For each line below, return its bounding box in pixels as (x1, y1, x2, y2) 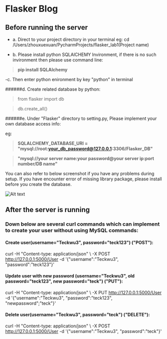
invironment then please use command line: (12, 57, 103, 63)
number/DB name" (17, 161, 58, 167)
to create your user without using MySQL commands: (5, 227, 139, 234)
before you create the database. (5, 181, 72, 187)
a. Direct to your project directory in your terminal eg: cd (12, 36, 130, 42)
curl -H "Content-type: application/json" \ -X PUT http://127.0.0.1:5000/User (5, 289, 162, 295)
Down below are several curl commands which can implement (5, 221, 160, 228)
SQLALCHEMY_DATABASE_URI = (17, 141, 88, 146)
